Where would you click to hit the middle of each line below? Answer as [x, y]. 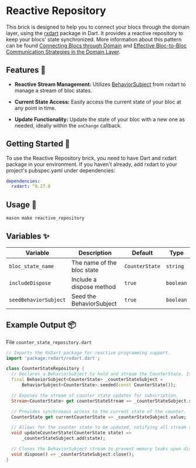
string [175, 266]
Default [142, 252]
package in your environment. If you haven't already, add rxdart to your [92, 164]
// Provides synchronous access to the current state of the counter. [99, 411]
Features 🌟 [26, 70]
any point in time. [35, 108]
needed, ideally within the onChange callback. [68, 125]
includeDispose [30, 283]
